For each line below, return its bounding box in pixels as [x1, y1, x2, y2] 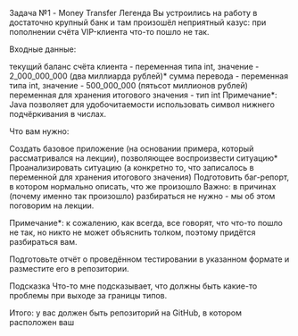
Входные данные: [9, 44, 77, 55]
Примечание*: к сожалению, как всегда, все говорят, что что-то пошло [9, 218, 283, 228]
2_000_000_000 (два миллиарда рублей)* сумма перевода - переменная [9, 71, 288, 81]
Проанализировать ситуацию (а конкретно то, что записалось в [9, 163, 254, 172]
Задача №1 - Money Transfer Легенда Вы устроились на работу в [9, 8, 258, 18]
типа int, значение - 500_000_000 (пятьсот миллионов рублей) [9, 80, 248, 90]
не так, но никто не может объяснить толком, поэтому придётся [9, 227, 256, 238]
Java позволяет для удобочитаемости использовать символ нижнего [9, 99, 275, 110]
